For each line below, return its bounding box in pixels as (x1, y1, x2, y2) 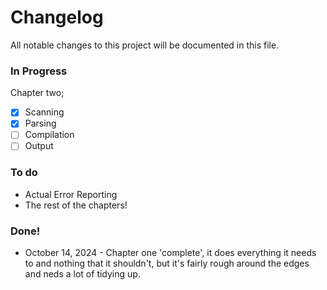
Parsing (24, 117, 57, 130)
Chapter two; (10, 87, 65, 99)
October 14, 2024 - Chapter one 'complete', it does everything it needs (24, 247, 317, 259)
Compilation (24, 129, 75, 141)
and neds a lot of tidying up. (24, 268, 141, 280)
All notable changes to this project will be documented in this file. (10, 39, 280, 51)
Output (24, 140, 54, 152)
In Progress (10, 64, 68, 78)
